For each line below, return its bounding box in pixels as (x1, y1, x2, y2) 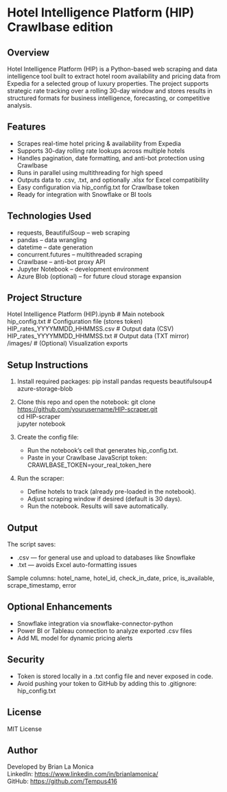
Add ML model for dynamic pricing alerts (16, 634, 133, 642)
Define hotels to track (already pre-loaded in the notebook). (27, 488, 197, 496)
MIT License (7, 725, 43, 733)
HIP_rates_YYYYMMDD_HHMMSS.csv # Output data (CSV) (7, 324, 174, 333)
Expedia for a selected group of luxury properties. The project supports (7, 80, 209, 87)
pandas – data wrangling (16, 235, 87, 244)
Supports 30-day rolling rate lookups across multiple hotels (16, 146, 185, 155)
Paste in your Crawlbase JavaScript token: (27, 454, 147, 462)
